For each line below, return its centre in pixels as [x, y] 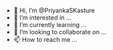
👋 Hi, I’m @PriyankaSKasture [54, 10]
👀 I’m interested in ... [42, 18]
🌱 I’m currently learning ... [50, 25]
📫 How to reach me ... [45, 40]
